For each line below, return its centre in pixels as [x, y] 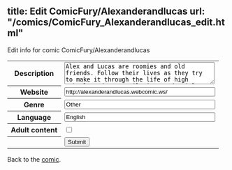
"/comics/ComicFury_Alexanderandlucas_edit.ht [116, 23]
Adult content [34, 130]
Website [34, 92]
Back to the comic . [34, 159]
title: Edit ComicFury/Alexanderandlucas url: [106, 11]
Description [34, 74]
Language [34, 118]
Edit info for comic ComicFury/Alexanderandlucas [79, 50]
